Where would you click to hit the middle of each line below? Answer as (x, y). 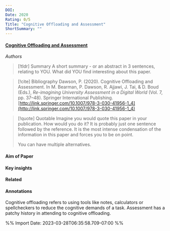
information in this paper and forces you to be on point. (76, 135)
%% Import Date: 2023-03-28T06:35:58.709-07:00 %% (64, 223)
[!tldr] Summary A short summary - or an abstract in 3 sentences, (86, 66)
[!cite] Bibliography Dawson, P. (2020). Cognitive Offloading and (85, 81)
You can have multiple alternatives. (54, 145)
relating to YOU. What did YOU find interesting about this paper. (84, 72)
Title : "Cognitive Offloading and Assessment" (55, 24)
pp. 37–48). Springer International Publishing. (65, 98)
